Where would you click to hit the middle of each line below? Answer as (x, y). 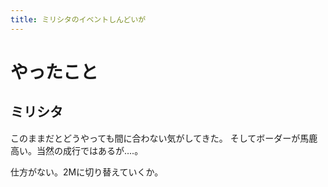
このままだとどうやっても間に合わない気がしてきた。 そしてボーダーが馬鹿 (164, 138)
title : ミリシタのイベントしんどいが (78, 19)
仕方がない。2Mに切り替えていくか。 (87, 172)
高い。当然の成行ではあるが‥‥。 (77, 150)
